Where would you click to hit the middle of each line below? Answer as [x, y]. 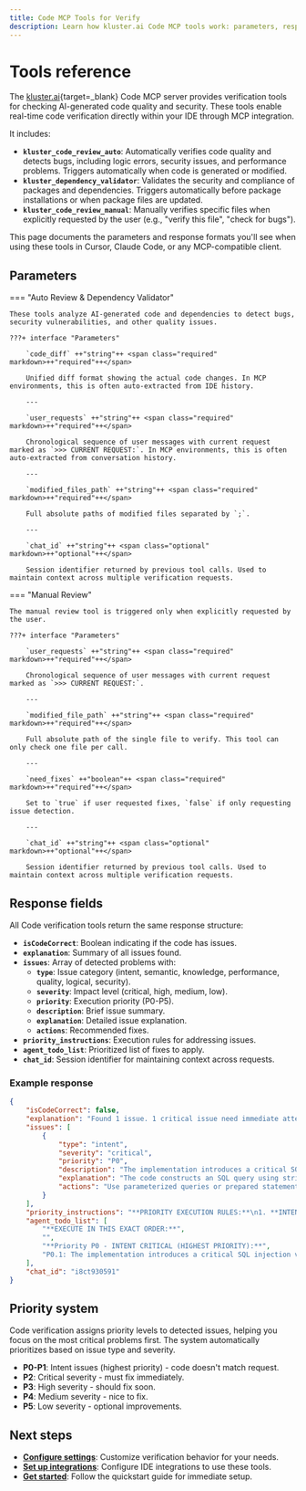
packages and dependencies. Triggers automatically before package [152, 190]
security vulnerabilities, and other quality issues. [114, 322]
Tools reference [71, 72]
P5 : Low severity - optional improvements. [102, 1406]
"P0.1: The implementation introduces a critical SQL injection [167, 1255]
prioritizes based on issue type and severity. [92, 1350]
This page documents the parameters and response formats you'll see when [153, 237]
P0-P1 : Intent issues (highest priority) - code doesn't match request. [151, 1368]
